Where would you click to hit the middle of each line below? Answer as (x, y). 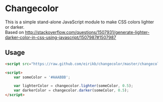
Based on (15, 32)
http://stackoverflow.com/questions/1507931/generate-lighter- (87, 32)
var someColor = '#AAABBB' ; (42, 77)
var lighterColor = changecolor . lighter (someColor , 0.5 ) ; (73, 86)
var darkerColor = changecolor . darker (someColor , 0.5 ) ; (72, 90)
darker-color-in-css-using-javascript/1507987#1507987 (61, 37)
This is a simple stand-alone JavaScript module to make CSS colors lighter (80, 22)
